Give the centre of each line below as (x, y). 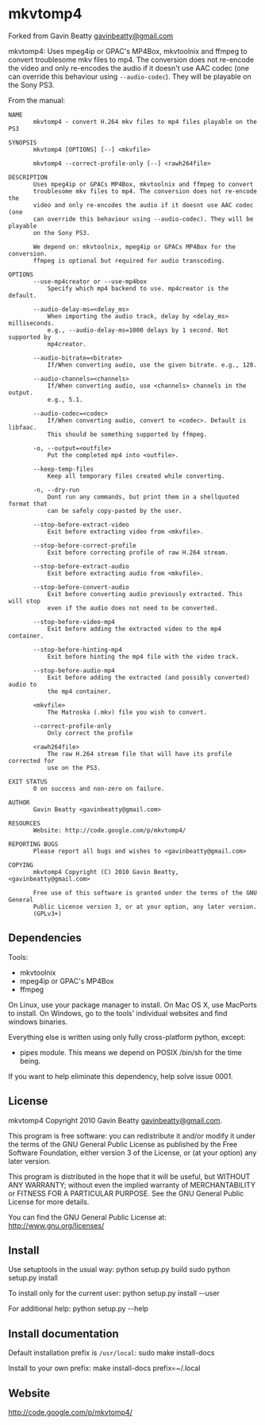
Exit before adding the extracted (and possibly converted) (148, 677)
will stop (25, 601)
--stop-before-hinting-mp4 (78, 649)
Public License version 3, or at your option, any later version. (145, 907)
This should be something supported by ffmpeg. (127, 434)
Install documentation (63, 1333)
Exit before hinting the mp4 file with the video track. (143, 657)
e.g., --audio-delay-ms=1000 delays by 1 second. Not (138, 330)
